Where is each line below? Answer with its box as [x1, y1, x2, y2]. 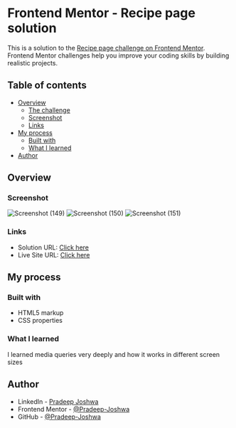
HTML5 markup [17, 309, 64, 317]
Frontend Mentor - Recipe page [7, 5, 195, 21]
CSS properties [17, 316, 63, 325]
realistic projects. [7, 58, 58, 67]
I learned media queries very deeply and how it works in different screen [7, 350, 220, 358]
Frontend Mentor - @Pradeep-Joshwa [17, 405, 130, 413]
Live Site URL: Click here [17, 250, 90, 259]
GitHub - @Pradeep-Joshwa [17, 412, 102, 421]
